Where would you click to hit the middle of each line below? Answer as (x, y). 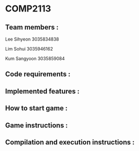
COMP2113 (28, 9)
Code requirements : (38, 74)
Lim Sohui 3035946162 (29, 49)
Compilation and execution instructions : (70, 142)
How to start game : (36, 108)
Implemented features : (42, 91)
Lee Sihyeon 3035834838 (32, 39)
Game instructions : (36, 125)
